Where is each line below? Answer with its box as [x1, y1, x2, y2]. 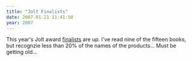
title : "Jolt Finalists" [6, 8, 68, 15]
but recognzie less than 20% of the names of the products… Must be [6, 42, 176, 49]
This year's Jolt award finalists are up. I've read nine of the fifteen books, [6, 36, 187, 43]
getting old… [6, 49, 38, 56]
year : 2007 [6, 20, 33, 25]
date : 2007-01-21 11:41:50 [6, 14, 74, 20]
